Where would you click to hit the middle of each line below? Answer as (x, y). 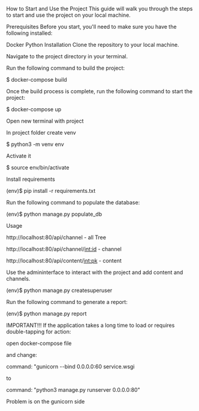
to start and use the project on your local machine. (68, 15)
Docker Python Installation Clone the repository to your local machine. (93, 45)
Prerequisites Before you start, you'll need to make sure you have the (91, 27)
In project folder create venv (41, 132)
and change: (22, 355)
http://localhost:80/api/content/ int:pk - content (64, 260)
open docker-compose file (39, 343)
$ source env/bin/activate (38, 167)
